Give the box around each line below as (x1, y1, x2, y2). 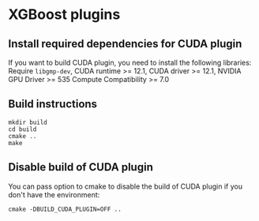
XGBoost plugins (8, 6, 121, 24)
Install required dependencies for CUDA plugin (8, 37, 242, 51)
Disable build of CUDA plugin (8, 160, 154, 174)
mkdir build (8, 118, 47, 126)
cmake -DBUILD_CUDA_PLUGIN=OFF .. (8, 205, 122, 213)
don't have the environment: (8, 189, 100, 199)
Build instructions (8, 97, 97, 111)
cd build (8, 125, 37, 133)
